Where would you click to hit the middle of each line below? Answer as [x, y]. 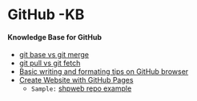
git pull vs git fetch [50, 63]
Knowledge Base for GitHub [54, 37]
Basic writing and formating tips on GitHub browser [104, 72]
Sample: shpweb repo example [81, 88]
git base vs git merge [54, 55]
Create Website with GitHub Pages [76, 80]
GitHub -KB [46, 15]
